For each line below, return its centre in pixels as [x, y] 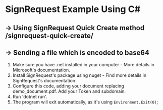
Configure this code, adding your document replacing [68, 86]
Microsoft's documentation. [41, 70]
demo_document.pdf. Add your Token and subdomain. [69, 91]
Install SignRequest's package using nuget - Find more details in [79, 75]
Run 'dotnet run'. [30, 97]
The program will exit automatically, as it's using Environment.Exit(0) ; [85, 102]
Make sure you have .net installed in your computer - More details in [84, 65]
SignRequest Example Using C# [73, 9]
